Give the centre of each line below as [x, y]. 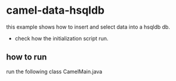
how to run [27, 57]
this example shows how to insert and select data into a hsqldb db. [88, 27]
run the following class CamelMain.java [54, 71]
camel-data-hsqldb [55, 10]
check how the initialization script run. [61, 38]
